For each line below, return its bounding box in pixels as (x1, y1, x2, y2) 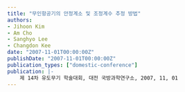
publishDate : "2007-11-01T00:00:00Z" (7, 55, 116, 62)
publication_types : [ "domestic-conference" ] (7, 62, 138, 68)
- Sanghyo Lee (7, 36, 49, 43)
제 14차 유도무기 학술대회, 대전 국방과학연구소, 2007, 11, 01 (19, 74, 178, 82)
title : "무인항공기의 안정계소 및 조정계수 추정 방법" (7, 10, 141, 17)
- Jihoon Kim (7, 23, 45, 30)
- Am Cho (7, 29, 33, 37)
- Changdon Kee (7, 42, 51, 49)
